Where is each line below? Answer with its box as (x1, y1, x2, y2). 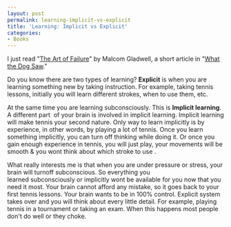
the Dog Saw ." (7, 62, 48, 70)
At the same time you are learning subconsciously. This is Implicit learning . (7, 103, 222, 112)
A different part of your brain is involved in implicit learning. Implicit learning (7, 111, 224, 119)
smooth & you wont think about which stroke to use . (7, 148, 157, 156)
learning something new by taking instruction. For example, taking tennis (7, 83, 214, 91)
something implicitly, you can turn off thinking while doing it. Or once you (7, 132, 215, 141)
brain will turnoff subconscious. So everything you (7, 168, 150, 177)
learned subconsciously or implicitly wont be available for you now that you (7, 175, 221, 184)
